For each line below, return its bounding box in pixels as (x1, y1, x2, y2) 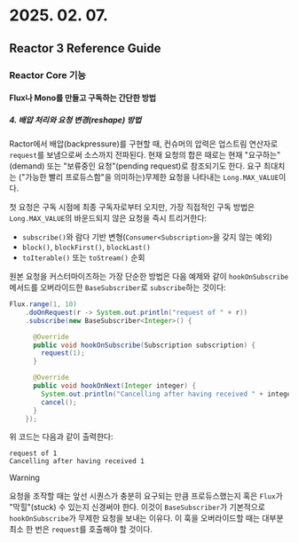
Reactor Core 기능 (9, 68, 87, 81)
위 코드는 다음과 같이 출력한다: (9, 431, 114, 442)
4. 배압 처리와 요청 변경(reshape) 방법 (9, 114, 142, 125)
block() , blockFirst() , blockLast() (21, 241, 151, 253)
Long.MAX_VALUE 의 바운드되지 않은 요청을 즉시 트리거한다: (9, 213, 207, 224)
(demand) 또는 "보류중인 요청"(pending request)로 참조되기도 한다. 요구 (9, 161, 262, 171)
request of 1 (9, 449, 58, 458)
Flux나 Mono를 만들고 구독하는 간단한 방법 (9, 92, 157, 103)
